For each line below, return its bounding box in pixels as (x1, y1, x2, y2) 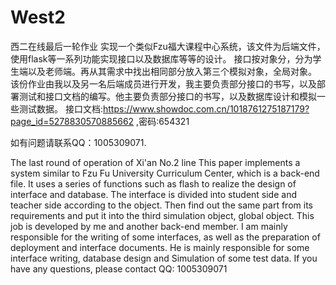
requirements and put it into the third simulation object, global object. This (10, 209, 315, 221)
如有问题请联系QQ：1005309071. (10, 136, 147, 148)
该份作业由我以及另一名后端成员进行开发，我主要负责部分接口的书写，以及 (10, 77, 317, 90)
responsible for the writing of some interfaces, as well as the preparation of (10, 231, 321, 243)
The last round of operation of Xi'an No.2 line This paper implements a (10, 156, 301, 168)
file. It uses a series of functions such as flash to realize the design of (10, 177, 297, 190)
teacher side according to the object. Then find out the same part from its (10, 199, 313, 211)
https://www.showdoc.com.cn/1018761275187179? (102, 102, 310, 115)
